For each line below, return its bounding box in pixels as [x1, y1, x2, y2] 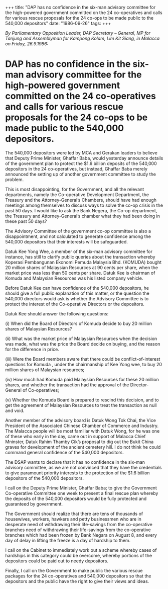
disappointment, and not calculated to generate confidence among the [5, 233, 151, 239]
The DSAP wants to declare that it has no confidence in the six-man [5, 459, 145, 465]
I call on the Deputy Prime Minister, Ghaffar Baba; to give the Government [5, 485, 157, 491]
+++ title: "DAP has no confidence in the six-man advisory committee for [5, 5, 156, 10]
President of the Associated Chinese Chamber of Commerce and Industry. [5, 423, 159, 429]
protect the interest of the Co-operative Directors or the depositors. [5, 301, 144, 307]
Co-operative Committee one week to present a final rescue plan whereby [5, 490, 158, 496]
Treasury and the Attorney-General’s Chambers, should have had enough [5, 197, 157, 203]
